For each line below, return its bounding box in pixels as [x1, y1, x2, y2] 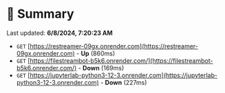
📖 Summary [6, 6, 74, 22]
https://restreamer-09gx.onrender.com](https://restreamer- [30, 42, 199, 50]
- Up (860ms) [76, 49, 116, 57]
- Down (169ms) [78, 64, 125, 72]
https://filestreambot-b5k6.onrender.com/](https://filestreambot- [30, 56, 213, 64]
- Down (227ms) [100, 78, 147, 86]
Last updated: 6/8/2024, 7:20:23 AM [6, 29, 113, 37]
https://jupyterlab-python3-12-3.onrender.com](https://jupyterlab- [30, 71, 218, 79]
